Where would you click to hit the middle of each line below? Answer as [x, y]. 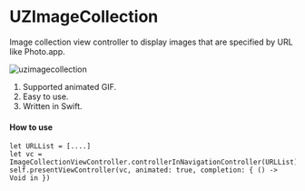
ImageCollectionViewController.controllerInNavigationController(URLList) [154, 162]
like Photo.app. [37, 51]
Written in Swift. [53, 106]
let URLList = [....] [50, 146]
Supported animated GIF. [69, 86]
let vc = [26, 155]
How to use [31, 127]
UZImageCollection [84, 17]
